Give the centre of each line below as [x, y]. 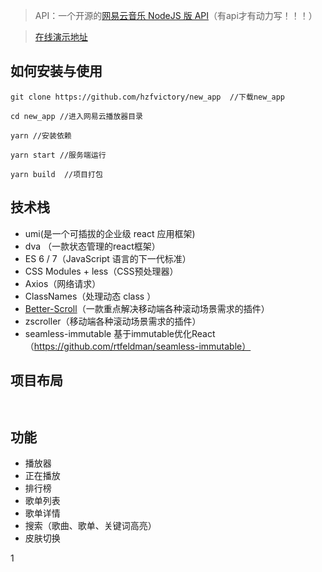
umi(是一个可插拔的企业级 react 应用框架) [110, 233]
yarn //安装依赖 [41, 135]
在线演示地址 [61, 37]
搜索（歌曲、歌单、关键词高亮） [90, 526]
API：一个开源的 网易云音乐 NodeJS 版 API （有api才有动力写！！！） [176, 15]
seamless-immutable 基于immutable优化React [120, 333]
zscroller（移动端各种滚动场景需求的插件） [113, 321]
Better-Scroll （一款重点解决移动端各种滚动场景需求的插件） [147, 308]
